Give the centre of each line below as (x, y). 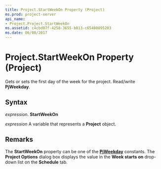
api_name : (15, 19)
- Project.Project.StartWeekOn (37, 24)
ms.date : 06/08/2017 (26, 33)
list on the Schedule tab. (42, 162)
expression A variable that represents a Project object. (61, 124)
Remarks (19, 140)
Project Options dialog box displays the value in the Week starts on (74, 157)
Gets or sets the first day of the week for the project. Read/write (70, 81)
